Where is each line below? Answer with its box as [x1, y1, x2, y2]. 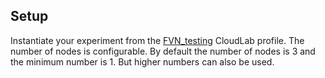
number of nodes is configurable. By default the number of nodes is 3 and [10, 45, 316, 57]
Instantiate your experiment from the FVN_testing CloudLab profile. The [10, 34, 305, 46]
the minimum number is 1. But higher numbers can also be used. [10, 55, 275, 68]
